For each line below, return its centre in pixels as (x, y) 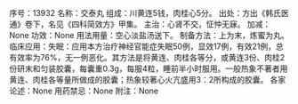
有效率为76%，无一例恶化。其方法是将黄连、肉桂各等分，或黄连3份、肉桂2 (147, 57)
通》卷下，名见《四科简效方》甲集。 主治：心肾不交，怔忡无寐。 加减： (140, 24)
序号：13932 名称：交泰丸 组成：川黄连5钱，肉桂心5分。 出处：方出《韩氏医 (149, 13)
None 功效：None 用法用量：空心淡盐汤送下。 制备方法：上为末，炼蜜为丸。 (149, 35)
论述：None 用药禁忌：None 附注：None (84, 91)
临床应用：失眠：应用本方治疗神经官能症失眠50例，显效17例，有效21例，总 (146, 46)
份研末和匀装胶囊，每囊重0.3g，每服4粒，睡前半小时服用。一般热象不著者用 (149, 68)
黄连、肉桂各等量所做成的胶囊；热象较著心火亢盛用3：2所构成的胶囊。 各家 (148, 80)
